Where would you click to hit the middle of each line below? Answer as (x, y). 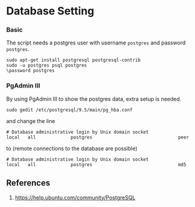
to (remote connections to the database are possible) (72, 148)
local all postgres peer (97, 137)
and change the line (31, 121)
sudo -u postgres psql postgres (46, 65)
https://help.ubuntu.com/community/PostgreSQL (75, 197)
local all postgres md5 (96, 164)
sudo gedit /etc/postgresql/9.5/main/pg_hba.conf (70, 110)
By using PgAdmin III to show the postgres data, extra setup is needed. (94, 99)
